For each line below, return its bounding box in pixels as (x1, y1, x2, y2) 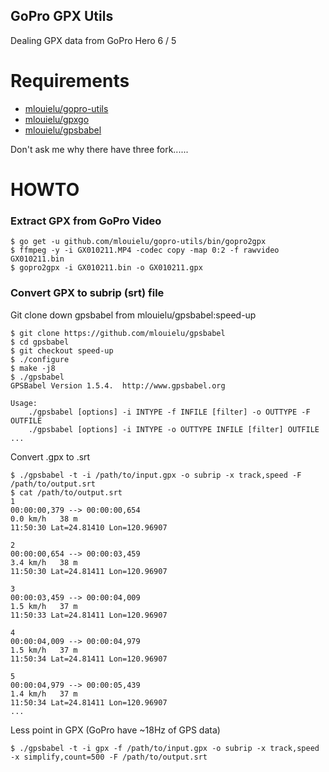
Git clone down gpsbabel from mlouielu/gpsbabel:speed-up (10, 309, 257, 321)
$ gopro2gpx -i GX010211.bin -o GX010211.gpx (10, 263, 203, 273)
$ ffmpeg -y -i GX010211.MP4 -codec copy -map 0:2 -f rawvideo (10, 245, 280, 256)
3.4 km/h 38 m (10, 557, 78, 568)
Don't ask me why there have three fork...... (10, 143, 189, 155)
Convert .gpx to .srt (10, 450, 91, 463)
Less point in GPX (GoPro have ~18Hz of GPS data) (10, 724, 221, 736)
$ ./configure (10, 354, 70, 364)
